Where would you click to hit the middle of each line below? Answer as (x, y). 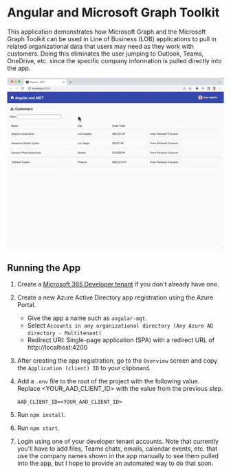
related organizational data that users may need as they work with (101, 46)
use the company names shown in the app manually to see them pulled (118, 455)
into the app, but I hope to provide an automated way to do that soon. (115, 463)
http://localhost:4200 (57, 347)
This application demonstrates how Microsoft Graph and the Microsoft (107, 32)
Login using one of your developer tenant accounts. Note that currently (118, 441)
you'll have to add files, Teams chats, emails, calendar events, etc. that (117, 449)
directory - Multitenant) (64, 333)
